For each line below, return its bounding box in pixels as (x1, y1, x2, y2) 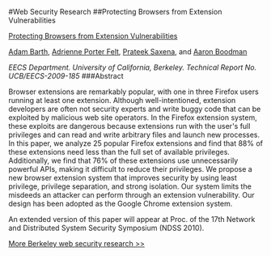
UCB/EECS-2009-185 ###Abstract (8, 71, 124, 80)
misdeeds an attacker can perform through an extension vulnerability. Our (8, 190, 255, 199)
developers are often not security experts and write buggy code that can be (8, 105, 261, 113)
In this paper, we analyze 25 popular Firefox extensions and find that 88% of (8, 139, 264, 148)
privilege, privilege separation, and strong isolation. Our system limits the (8, 181, 252, 191)
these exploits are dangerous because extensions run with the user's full (8, 122, 251, 130)
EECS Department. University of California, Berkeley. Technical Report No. (8, 62, 257, 72)
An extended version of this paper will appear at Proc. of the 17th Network (8, 215, 256, 224)
